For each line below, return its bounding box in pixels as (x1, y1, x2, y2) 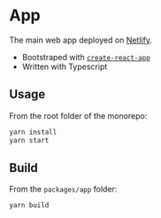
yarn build (9, 201, 50, 210)
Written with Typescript (21, 61, 108, 72)
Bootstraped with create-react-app (21, 51, 150, 62)
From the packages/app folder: (9, 183, 118, 195)
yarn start (9, 136, 50, 144)
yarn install (9, 128, 57, 136)
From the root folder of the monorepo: (9, 110, 148, 121)
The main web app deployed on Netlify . (9, 35, 153, 45)
